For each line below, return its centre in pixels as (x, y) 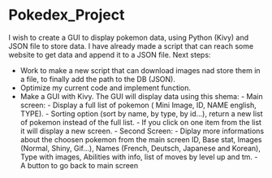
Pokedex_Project (67, 15)
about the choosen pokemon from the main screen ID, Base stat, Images (141, 139)
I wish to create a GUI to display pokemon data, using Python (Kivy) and (129, 37)
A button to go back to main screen (79, 165)
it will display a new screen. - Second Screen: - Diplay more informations (142, 131)
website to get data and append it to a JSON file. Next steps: (110, 54)
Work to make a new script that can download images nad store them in (140, 70)
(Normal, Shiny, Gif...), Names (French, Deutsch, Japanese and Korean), (140, 148)
